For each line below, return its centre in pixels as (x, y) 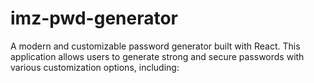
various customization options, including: (95, 67)
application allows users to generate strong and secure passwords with (157, 56)
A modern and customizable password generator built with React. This (155, 46)
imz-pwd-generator (94, 18)
